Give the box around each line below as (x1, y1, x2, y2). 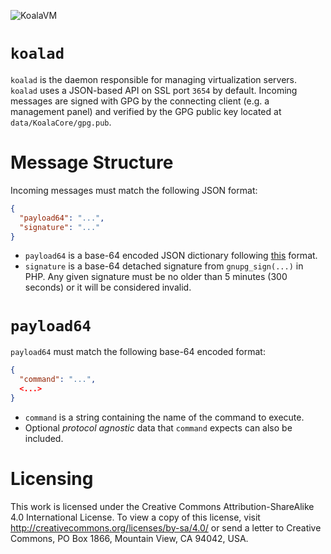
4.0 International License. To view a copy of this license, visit (10, 511, 261, 523)
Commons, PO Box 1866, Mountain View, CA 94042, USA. (10, 532, 249, 544)
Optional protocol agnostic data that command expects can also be (24, 421, 293, 434)
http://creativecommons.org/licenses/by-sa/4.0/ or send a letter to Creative (10, 521, 322, 534)
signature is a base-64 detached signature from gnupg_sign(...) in (24, 260, 304, 272)
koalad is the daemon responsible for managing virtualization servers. (10, 73, 298, 85)
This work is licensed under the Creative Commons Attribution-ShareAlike (10, 500, 315, 512)
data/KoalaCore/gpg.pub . (10, 116, 112, 128)
